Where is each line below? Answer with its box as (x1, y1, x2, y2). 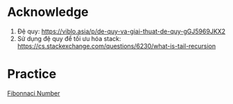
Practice (7, 67, 57, 82)
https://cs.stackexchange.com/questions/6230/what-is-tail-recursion (17, 42, 216, 50)
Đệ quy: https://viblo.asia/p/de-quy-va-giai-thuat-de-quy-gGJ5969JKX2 (17, 27, 226, 35)
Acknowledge (7, 4, 89, 20)
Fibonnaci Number (7, 89, 60, 97)
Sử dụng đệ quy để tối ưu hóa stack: (17, 34, 121, 42)
